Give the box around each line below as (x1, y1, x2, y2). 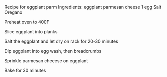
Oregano (4, 9, 23, 15)
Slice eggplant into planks (4, 29, 58, 34)
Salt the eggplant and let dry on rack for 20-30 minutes (4, 38, 118, 44)
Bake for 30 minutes (4, 67, 46, 73)
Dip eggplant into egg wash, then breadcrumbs (4, 48, 102, 54)
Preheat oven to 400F (4, 19, 49, 25)
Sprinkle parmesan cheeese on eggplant (4, 58, 88, 64)
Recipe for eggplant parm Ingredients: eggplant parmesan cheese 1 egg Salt (4, 4, 162, 10)
